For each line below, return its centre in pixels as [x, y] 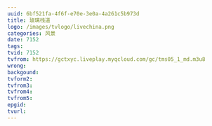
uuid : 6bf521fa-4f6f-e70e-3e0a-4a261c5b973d [73, 14]
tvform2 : [20, 79]
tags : [15, 46]
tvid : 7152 [23, 53]
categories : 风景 [32, 33]
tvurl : [17, 111]
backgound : [23, 72]
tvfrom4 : [20, 92]
